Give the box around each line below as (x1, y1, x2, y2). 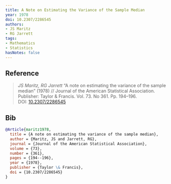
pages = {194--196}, (10, 155, 54, 161)
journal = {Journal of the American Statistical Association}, (10, 141, 147, 146)
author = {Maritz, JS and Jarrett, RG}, (10, 136, 97, 142)
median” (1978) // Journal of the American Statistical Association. (17, 88, 155, 94)
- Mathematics (5, 41, 36, 46)
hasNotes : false (5, 50, 40, 55)
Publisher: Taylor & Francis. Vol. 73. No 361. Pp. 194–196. (17, 93, 137, 99)
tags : (5, 36, 17, 41)
